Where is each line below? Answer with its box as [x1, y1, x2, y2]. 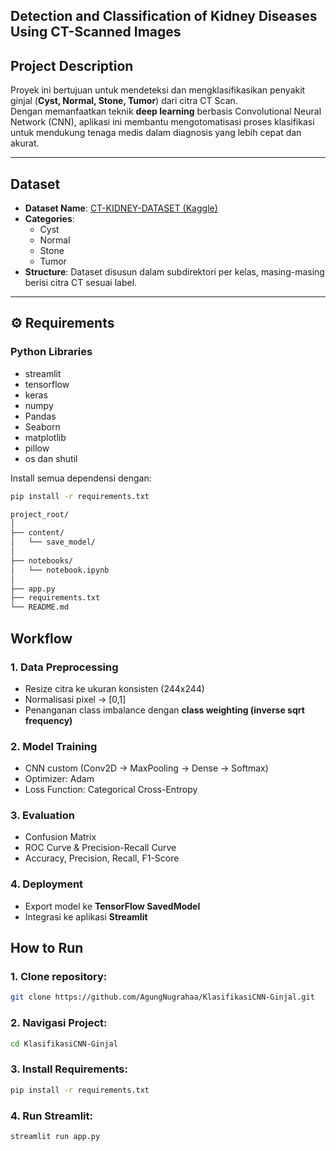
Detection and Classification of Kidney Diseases [10, 8, 318, 25]
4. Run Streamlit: [10, 1109, 93, 1123]
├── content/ [10, 528, 65, 538]
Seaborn [24, 420, 61, 433]
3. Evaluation [10, 809, 75, 823]
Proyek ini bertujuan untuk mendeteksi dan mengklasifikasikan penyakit [10, 84, 306, 96]
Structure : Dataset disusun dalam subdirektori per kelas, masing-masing [24, 266, 325, 278]
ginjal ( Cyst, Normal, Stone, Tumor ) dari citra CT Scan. [10, 95, 238, 107]
